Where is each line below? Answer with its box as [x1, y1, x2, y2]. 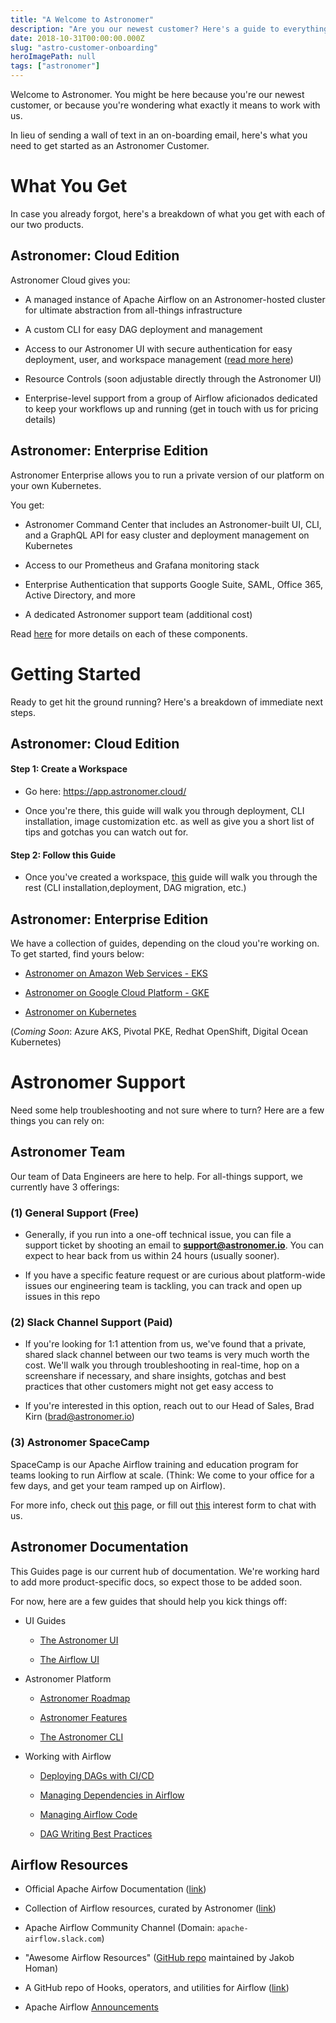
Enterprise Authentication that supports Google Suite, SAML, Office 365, [24, 578, 323, 590]
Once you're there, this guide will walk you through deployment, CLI [24, 805, 305, 817]
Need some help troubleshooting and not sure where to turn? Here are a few [10, 1104, 325, 1116]
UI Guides [24, 1614, 67, 1626]
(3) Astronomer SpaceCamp [10, 1436, 150, 1450]
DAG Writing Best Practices [39, 1827, 153, 1840]
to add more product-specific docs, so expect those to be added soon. [10, 1576, 303, 1588]
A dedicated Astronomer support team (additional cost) [24, 608, 253, 620]
